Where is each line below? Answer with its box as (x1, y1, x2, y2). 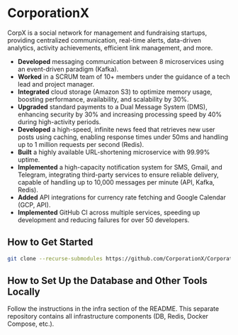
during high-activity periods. (17, 117, 101, 126)
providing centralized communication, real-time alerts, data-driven (7, 35, 202, 44)
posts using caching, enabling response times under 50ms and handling (17, 133, 229, 141)
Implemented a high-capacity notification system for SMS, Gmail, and (17, 163, 222, 171)
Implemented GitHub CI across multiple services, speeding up (17, 208, 200, 216)
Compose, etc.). (7, 319, 55, 328)
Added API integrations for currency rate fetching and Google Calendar (17, 193, 227, 202)
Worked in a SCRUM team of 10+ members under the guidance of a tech (17, 72, 230, 81)
